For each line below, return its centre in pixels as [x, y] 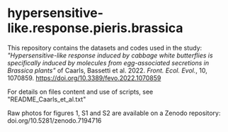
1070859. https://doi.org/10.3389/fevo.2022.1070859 [84, 78]
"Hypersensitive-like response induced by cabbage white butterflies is [110, 55]
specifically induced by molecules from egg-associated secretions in [108, 62]
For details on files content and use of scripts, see [80, 92]
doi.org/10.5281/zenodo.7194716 [55, 120]
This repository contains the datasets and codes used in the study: [105, 48]
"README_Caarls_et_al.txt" [47, 99]
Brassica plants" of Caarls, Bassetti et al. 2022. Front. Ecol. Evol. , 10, [107, 70]
